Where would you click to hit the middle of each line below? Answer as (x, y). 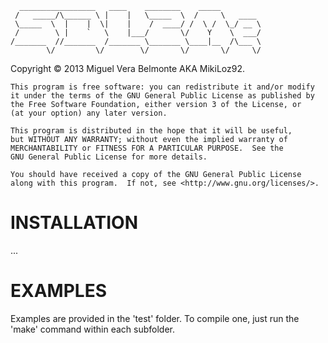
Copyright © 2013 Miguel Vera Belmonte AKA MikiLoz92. (127, 68)
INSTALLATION (74, 223)
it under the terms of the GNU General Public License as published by (162, 96)
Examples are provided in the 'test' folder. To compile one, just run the (155, 318)
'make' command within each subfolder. (92, 329)
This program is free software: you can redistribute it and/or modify (162, 87)
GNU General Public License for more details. (109, 157)
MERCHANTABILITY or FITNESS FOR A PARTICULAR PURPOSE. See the (147, 148)
